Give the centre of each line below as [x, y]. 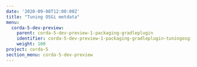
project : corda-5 [27, 50]
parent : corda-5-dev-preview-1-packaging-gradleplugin [85, 33]
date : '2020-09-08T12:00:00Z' [43, 11]
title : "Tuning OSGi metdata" [43, 17]
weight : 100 [31, 44]
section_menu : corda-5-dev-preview [50, 55]
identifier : [31, 38]
